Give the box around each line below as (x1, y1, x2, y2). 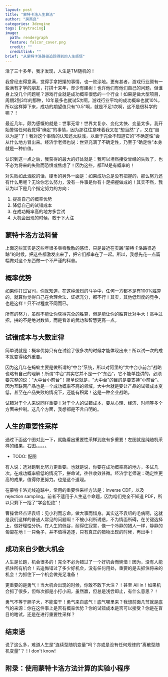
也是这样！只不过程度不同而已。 (5, 300, 71, 306)
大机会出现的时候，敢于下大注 (12, 215, 74, 221)
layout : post (5, 7, 32, 12)
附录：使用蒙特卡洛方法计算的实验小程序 (5, 664, 130, 673)
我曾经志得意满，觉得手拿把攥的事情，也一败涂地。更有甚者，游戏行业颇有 (5, 78, 158, 85)
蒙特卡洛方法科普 (5, 231, 58, 239)
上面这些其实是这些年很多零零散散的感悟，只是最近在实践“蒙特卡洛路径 (5, 245, 152, 251)
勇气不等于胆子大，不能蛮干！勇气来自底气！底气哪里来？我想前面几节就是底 (5, 599, 163, 605)
